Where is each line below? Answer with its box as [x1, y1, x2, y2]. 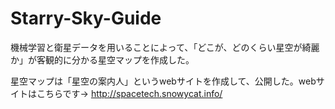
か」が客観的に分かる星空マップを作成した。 [10, 53, 195, 66]
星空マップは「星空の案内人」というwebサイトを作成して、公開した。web [10, 75, 317, 87]
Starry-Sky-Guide [10, 7, 162, 30]
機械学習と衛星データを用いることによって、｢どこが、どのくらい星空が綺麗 [10, 41, 320, 53]
